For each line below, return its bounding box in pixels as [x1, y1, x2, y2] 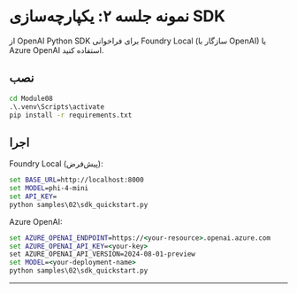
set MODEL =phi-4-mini [9, 184, 89, 193]
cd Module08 [9, 94, 53, 103]
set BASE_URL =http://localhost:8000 [9, 175, 144, 185]
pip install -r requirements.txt [9, 111, 133, 120]
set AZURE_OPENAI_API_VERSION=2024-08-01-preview [9, 250, 196, 258]
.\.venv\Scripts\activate [9, 102, 104, 112]
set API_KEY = [9, 192, 57, 201]
